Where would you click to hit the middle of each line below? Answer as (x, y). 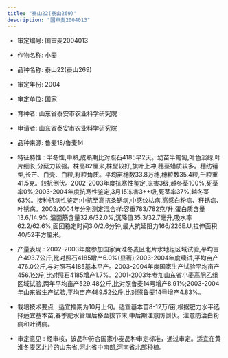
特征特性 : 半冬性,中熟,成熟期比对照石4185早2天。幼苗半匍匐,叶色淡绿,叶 (119, 157)
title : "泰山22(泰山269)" (42, 13)
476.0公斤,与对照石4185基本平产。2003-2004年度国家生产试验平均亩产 (118, 266)
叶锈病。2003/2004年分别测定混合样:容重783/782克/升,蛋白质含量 (111, 209)
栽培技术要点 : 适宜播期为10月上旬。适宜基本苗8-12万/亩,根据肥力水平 (115, 306)
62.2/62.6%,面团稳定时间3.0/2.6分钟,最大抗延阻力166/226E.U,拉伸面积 (117, 226)
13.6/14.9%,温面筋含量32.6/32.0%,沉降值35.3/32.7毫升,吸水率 (104, 217)
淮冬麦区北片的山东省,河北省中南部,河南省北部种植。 (91, 347)
